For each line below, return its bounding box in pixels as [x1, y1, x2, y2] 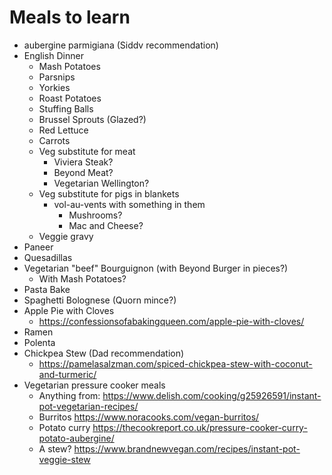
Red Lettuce [38, 124, 89, 136]
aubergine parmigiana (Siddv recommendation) [23, 39, 219, 51]
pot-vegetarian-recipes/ [38, 400, 139, 412]
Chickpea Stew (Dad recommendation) [23, 347, 185, 359]
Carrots [38, 134, 71, 146]
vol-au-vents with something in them [53, 198, 206, 210]
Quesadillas [23, 251, 73, 263]
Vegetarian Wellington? [53, 177, 150, 189]
